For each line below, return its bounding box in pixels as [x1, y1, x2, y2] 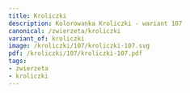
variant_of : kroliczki [8, 34, 85, 43]
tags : [8, 57, 27, 66]
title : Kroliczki [8, 11, 67, 20]
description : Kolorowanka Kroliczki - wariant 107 [8, 19, 183, 27]
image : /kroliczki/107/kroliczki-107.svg [8, 42, 150, 50]
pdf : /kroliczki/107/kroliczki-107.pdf [8, 49, 143, 57]
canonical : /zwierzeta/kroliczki [8, 27, 121, 35]
